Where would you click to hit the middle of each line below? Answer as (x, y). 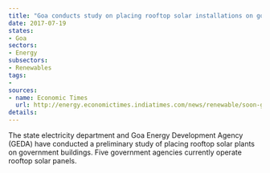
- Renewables (30, 68)
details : (23, 113)
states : (21, 30)
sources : (23, 90)
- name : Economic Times (48, 98)
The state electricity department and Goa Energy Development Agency (126, 135)
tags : (17, 75)
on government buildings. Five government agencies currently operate (125, 152)
